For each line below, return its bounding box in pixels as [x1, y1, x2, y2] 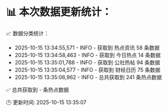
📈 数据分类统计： [6, 30, 49, 37]
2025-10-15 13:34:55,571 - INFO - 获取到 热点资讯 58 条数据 [14, 44, 160, 51]
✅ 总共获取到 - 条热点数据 [6, 86, 70, 93]
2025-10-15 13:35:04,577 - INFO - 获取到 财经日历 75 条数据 [14, 66, 161, 73]
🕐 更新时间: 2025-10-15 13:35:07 [6, 99, 87, 106]
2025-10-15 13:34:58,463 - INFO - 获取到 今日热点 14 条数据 [14, 51, 161, 58]
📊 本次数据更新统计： [6, 5, 112, 19]
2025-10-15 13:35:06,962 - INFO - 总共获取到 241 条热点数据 [14, 73, 162, 80]
